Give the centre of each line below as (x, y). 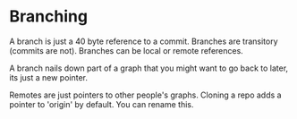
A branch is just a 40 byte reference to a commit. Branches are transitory (144, 41)
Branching (48, 17)
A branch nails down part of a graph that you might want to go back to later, (149, 68)
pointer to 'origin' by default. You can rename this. (102, 104)
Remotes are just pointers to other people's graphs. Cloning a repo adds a (145, 95)
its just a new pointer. (48, 77)
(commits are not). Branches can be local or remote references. (126, 50)
